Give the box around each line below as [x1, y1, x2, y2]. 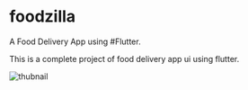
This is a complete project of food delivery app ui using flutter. [9, 53, 240, 64]
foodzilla [9, 6, 76, 27]
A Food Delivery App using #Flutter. [9, 36, 141, 47]
